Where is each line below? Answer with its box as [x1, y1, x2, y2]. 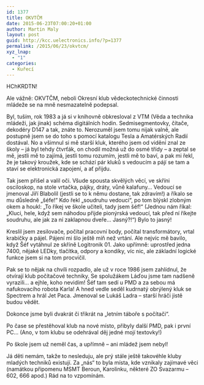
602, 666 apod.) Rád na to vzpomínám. [6, 372, 105, 379]
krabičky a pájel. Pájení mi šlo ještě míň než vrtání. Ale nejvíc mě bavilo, [6, 234, 187, 242]
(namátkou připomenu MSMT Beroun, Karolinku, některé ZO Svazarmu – [6, 365, 189, 373]
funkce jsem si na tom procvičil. [6, 254, 86, 261]
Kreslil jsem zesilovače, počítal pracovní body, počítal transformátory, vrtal [6, 228, 195, 235]
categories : [6, 60, 37, 66]
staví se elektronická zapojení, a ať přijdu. [6, 165, 111, 172]
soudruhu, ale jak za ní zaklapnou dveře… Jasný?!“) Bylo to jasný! [6, 216, 172, 224]
